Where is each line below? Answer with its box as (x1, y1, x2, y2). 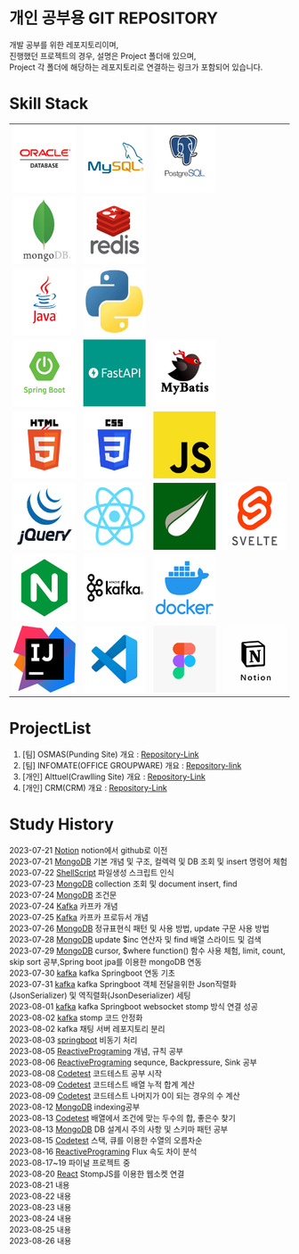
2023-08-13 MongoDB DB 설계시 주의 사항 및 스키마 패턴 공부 (9, 1124, 229, 1134)
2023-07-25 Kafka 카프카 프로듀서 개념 (9, 911, 149, 922)
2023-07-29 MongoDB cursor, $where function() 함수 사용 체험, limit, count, (9, 945, 287, 956)
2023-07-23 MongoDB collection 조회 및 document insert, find (9, 878, 238, 889)
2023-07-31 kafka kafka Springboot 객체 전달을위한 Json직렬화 (9, 978, 238, 989)
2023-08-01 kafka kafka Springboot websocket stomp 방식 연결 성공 (9, 1001, 258, 1011)
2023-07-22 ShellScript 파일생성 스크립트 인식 (9, 867, 175, 877)
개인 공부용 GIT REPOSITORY (9, 8, 218, 29)
